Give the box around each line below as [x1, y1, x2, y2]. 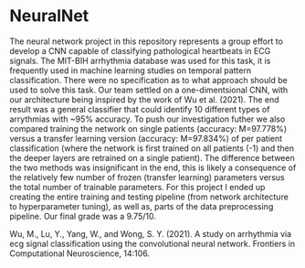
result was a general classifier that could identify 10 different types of [9, 103, 270, 114]
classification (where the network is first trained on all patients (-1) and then [9, 143, 295, 154]
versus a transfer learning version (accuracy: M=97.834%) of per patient [9, 133, 283, 144]
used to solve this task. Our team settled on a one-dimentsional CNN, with [9, 84, 289, 95]
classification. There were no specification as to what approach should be [9, 74, 288, 85]
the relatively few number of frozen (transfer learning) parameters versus [9, 171, 285, 183]
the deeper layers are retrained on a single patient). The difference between [9, 152, 295, 163]
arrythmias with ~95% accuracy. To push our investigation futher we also [9, 113, 286, 124]
